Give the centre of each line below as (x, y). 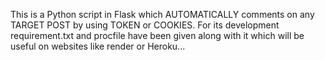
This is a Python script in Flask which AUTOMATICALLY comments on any (162, 14)
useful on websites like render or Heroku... (98, 46)
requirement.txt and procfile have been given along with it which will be (157, 35)
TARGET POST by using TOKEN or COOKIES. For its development (145, 25)
